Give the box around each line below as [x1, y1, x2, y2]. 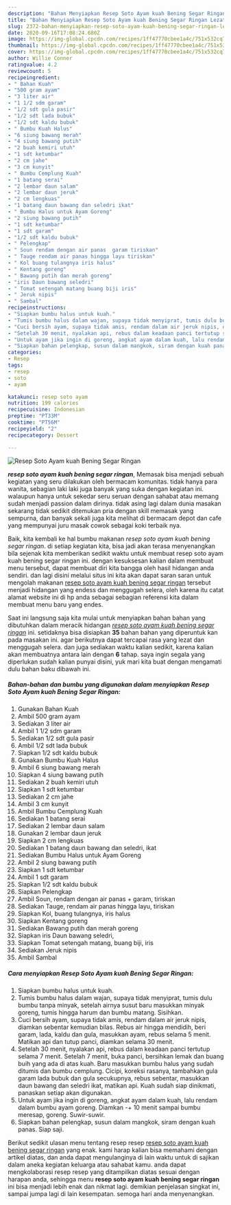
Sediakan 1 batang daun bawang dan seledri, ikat [17, 844, 157, 852]
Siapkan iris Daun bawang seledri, [17, 931, 114, 940]
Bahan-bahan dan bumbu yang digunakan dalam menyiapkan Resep [8, 680, 210, 688]
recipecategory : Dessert [8, 431, 79, 439]
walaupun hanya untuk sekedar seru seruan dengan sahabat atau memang [8, 492, 219, 500]
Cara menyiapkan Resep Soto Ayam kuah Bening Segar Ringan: [8, 969, 194, 977]
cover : [8, 49, 27, 56]
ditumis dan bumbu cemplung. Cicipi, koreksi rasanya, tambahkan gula [17, 1067, 218, 1075]
